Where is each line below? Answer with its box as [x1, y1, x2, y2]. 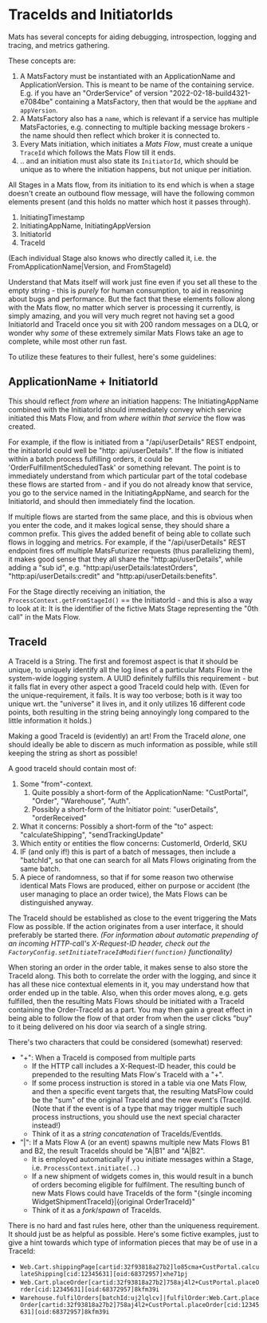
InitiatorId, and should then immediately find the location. [8, 496, 195, 506]
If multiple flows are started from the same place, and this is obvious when [8, 512, 253, 522]
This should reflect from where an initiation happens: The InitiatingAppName [8, 396, 259, 406]
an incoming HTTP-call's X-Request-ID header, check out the [8, 939, 210, 948]
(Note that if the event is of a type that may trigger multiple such [31, 1103, 243, 1113]
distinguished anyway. [19, 897, 94, 907]
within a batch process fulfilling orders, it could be [8, 454, 173, 463]
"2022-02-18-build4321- [169, 88, 251, 97]
